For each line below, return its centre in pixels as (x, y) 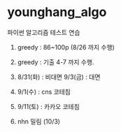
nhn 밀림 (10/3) (39, 121)
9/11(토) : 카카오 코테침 (49, 106)
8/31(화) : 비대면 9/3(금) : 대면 (59, 77)
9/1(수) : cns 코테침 (44, 91)
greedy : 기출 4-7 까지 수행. (56, 62)
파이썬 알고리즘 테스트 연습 (44, 32)
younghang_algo (57, 12)
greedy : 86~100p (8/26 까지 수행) (66, 47)
